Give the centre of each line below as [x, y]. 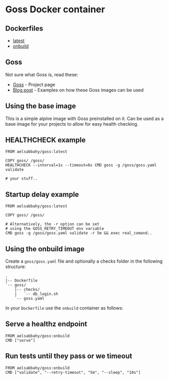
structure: [16, 267]
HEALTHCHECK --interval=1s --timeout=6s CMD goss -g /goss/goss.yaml [81, 165]
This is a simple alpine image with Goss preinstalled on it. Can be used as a [84, 118]
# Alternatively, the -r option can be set [52, 224]
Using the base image [41, 106]
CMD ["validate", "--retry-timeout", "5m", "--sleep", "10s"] [73, 372]
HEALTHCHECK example [46, 140]
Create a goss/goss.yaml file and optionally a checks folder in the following [84, 261]
